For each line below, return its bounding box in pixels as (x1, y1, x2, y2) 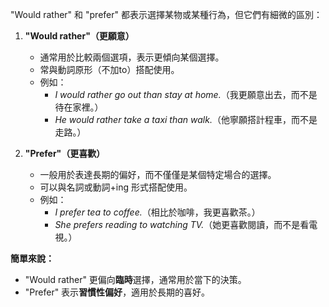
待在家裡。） (54, 101, 104, 113)
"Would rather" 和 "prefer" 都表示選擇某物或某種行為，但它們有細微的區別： (10, 9, 323, 20)
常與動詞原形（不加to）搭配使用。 (39, 64, 180, 75)
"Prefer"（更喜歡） (24, 148, 106, 159)
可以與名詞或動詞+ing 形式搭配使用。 (39, 181, 193, 193)
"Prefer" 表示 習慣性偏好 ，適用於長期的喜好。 (24, 286, 211, 298)
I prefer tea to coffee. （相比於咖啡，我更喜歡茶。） (54, 206, 261, 218)
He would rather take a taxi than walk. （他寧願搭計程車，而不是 (54, 114, 318, 125)
